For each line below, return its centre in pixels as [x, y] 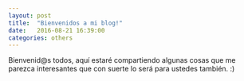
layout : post [30, 15]
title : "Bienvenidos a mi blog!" [66, 23]
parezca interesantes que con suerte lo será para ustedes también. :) [122, 69]
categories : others [41, 38]
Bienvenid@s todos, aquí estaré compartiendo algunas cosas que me [122, 60]
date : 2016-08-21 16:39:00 [57, 30]
